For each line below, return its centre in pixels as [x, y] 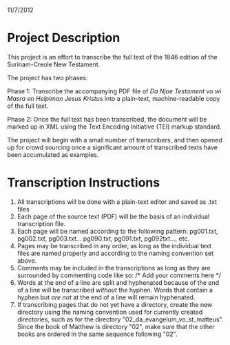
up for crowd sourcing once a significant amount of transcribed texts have [113, 147]
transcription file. [41, 223]
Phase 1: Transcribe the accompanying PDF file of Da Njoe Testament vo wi [114, 91]
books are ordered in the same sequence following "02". [97, 334]
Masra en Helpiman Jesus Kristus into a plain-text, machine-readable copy [114, 98]
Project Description [64, 38]
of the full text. [28, 106]
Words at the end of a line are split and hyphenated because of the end [118, 282]
